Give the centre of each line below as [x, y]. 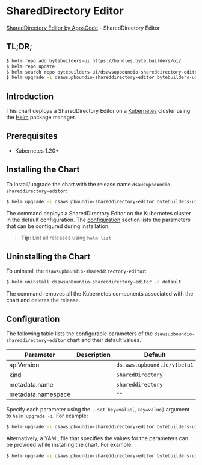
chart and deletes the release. [43, 300]
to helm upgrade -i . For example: [47, 416]
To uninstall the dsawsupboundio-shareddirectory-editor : [76, 271]
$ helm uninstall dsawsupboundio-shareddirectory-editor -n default [94, 282]
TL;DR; [20, 47]
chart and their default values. [104, 340]
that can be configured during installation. [58, 226]
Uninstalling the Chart [48, 257]
